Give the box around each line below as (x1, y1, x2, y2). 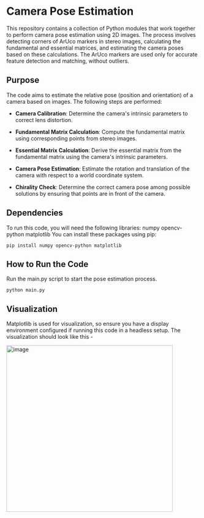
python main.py (6, 287, 45, 293)
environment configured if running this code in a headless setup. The (6, 327, 181, 334)
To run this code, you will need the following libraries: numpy (6, 224, 161, 231)
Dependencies (6, 207, 63, 218)
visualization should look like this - (6, 333, 94, 341)
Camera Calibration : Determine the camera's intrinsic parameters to (15, 109, 188, 117)
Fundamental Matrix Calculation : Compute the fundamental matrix (15, 128, 185, 136)
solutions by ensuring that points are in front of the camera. (15, 190, 165, 197)
